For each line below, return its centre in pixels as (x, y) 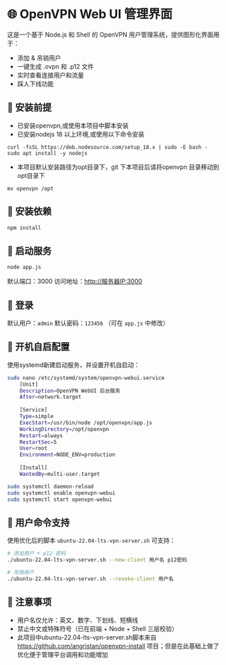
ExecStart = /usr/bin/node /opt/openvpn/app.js (86, 423)
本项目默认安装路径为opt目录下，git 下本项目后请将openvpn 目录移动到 (118, 167)
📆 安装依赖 (29, 211)
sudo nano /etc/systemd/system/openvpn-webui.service (86, 378)
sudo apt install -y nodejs (48, 153)
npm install (24, 228)
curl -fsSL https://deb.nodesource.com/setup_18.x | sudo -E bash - (107, 147)
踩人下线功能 (35, 83)
